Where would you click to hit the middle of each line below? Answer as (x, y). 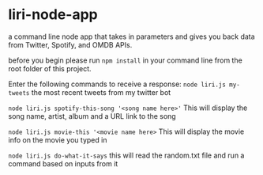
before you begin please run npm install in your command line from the (125, 60)
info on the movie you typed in (58, 139)
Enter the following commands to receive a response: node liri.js (117, 84)
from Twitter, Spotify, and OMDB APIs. (70, 44)
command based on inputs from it (63, 163)
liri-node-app (53, 15)
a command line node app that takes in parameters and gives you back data (131, 36)
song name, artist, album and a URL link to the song (92, 116)
